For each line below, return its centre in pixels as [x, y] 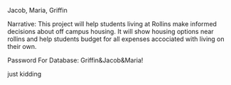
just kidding [25, 74]
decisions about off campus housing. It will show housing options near [111, 32]
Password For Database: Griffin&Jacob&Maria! [75, 60]
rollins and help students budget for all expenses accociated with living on [116, 39]
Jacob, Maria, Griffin [37, 10]
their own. [22, 46]
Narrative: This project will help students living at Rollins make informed [112, 24]
